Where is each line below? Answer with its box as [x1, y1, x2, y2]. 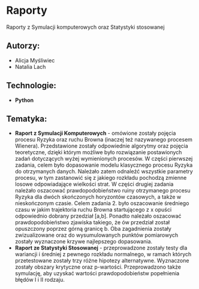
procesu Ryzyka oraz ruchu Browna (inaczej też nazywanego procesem [14, 136, 193, 143]
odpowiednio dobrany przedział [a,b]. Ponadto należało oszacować [14, 212, 182, 219]
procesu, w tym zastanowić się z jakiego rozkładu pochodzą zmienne [14, 174, 187, 182]
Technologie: [6, 80, 57, 91]
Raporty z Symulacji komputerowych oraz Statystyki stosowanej [6, 23, 165, 31]
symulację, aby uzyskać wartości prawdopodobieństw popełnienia [14, 270, 180, 277]
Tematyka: [6, 113, 47, 124]
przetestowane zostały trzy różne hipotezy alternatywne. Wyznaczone [14, 257, 189, 264]
